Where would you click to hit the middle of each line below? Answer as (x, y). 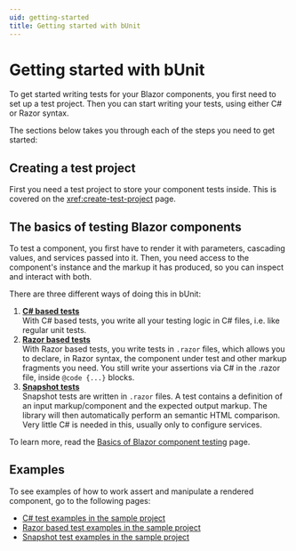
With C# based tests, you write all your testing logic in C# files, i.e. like (151, 320)
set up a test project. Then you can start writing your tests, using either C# (146, 104)
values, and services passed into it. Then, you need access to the (129, 258)
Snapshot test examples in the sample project (105, 537)
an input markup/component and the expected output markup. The (145, 406)
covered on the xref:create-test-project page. (92, 199)
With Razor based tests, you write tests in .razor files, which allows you (154, 349)
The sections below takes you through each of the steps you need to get (142, 131)
